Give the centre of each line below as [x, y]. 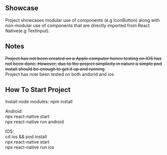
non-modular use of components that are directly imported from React [78, 25]
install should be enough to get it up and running [55, 69]
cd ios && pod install [26, 137]
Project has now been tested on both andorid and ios [60, 74]
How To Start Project [38, 90]
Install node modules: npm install [39, 102]
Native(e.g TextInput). [27, 31]
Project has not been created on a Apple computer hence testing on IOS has [83, 58]
